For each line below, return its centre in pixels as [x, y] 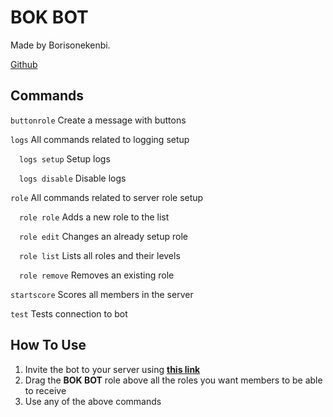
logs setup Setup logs [65, 158]
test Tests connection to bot [69, 313]
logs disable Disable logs [73, 178]
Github [24, 64]
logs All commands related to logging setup [100, 139]
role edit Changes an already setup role [103, 236]
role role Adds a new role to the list [94, 217]
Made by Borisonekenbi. [60, 45]
